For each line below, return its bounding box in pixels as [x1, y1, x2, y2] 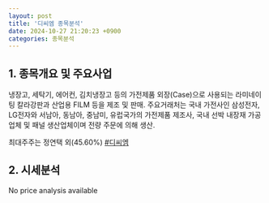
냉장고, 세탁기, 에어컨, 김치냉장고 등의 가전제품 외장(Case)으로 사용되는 [8, 90, 234, 100]
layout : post [8, 11, 53, 20]
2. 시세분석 [8, 163, 61, 177]
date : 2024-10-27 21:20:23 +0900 [8, 27, 122, 35]
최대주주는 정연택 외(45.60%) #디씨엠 [8, 137, 130, 147]
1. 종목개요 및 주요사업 [8, 67, 113, 80]
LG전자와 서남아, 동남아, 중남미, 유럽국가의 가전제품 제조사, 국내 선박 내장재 [8, 110, 246, 120]
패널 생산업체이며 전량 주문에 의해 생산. [32, 120, 156, 130]
